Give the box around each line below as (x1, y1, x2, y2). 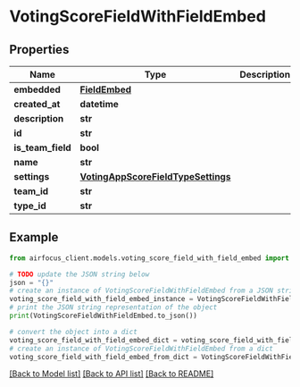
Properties (9, 42, 70, 57)
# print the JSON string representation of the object (9, 303, 218, 312)
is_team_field (13, 141, 71, 154)
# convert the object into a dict (9, 327, 138, 336)
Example (9, 230, 59, 245)
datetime (79, 98, 119, 110)
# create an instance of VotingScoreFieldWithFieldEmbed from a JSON (9, 286, 274, 296)
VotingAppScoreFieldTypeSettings (79, 171, 231, 182)
